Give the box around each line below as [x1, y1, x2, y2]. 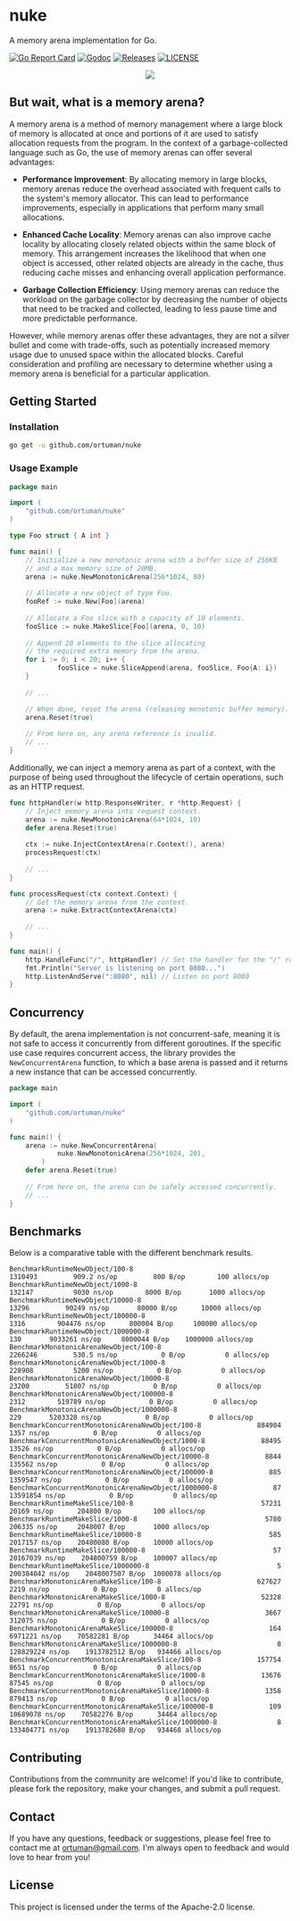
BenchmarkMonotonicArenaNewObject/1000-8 [9, 1358, 166, 1367]
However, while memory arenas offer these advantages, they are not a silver [9, 330, 290, 340]
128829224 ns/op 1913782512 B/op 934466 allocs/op [9, 1648, 221, 1657]
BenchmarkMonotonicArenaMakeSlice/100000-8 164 [9, 1624, 281, 1633]
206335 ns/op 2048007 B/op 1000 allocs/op [9, 1523, 210, 1532]
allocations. [21, 212, 65, 222]
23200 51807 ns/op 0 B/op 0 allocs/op [9, 1382, 262, 1391]
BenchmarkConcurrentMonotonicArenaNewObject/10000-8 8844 [9, 1452, 281, 1461]
